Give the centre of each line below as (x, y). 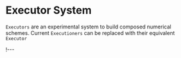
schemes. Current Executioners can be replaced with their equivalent (90, 33)
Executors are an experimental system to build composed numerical (88, 27)
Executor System (49, 10)
